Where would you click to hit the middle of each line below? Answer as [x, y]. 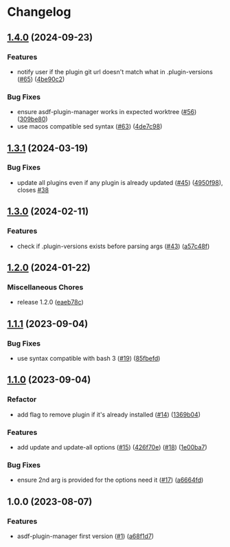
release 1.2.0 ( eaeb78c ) [50, 302]
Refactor [22, 399]
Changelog [39, 12]
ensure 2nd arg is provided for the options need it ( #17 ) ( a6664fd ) [110, 480]
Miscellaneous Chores [45, 287]
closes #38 [33, 190]
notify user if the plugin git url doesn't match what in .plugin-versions [115, 71]
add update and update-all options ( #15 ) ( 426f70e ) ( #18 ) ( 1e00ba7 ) [112, 447]
